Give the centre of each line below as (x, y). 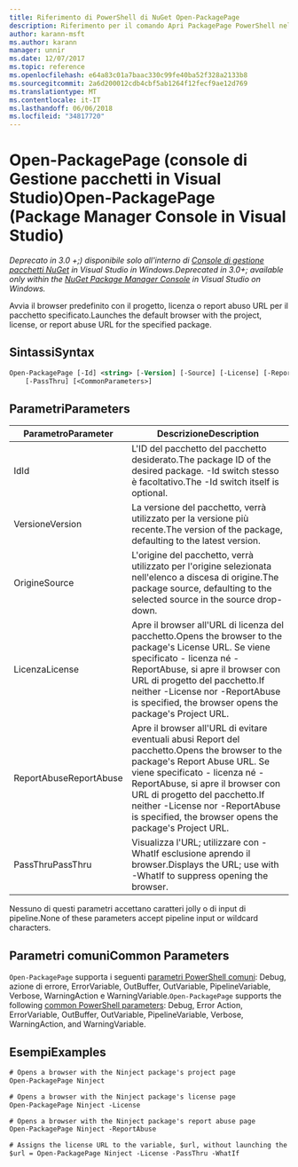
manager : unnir (37, 51)
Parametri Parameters (70, 409)
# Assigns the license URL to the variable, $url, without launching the (149, 1146)
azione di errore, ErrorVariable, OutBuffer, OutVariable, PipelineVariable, (140, 987)
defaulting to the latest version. (196, 540)
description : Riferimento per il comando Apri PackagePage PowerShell (142, 26)
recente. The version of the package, (207, 530)
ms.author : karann (43, 42)
